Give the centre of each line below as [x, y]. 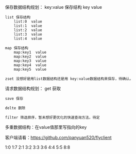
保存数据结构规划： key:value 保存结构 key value [54, 7]
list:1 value [28, 26]
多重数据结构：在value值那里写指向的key [46, 127]
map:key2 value [30, 57]
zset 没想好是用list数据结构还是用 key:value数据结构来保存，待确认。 [69, 79]
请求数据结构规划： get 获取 [33, 88]
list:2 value [28, 30]
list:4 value [28, 38]
